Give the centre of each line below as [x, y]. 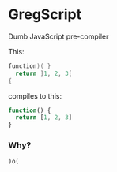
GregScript [45, 15]
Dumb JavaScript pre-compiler [58, 36]
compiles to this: [35, 95]
